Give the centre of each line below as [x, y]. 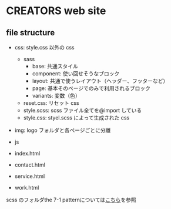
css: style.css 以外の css [44, 47]
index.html [27, 153]
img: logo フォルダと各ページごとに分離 [63, 130]
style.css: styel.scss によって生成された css [76, 118]
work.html [27, 188]
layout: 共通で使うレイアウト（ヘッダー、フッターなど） [100, 81]
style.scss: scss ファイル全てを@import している [83, 110]
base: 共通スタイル [55, 66]
